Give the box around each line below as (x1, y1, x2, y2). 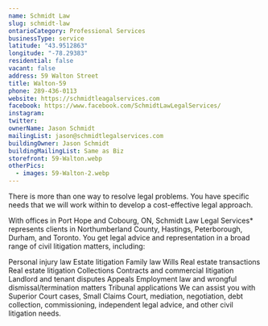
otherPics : (8, 162, 45, 170)
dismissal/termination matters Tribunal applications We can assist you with (8, 283, 256, 292)
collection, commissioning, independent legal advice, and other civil (8, 300, 233, 309)
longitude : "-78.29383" (8, 49, 89, 57)
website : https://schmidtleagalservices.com (8, 94, 160, 102)
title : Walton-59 (8, 79, 67, 87)
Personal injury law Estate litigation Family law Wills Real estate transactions (8, 257, 261, 266)
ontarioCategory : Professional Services (8, 27, 146, 35)
